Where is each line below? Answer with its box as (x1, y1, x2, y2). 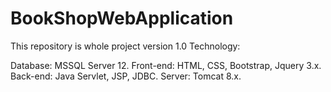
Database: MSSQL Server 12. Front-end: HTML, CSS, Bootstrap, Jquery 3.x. (10, 59, 322, 71)
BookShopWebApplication (10, 7, 234, 30)
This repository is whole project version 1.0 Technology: (10, 40, 241, 52)
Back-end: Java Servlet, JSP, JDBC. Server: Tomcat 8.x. (10, 70, 242, 82)
